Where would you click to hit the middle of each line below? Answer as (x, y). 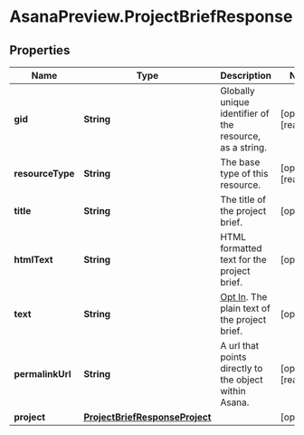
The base (240, 162)
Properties (40, 50)
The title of (243, 199)
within (233, 391)
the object (242, 380)
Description (246, 76)
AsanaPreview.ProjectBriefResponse (151, 17)
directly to (242, 368)
